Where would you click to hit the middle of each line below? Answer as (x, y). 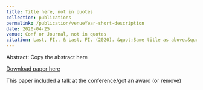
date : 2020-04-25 (28, 29)
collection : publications (39, 18)
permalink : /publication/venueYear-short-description (76, 23)
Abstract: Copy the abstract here (47, 57)
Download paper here (33, 69)
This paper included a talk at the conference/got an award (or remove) (94, 80)
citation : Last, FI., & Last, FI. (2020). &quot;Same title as (88, 40)
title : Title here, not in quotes (50, 12)
